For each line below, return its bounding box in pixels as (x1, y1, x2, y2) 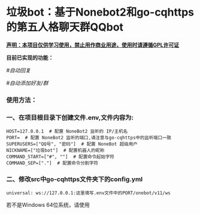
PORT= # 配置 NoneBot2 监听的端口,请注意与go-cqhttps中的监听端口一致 (6, 135, 172, 141)
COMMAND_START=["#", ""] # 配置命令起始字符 (6, 154, 115, 160)
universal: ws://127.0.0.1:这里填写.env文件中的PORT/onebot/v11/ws (6, 190, 171, 196)
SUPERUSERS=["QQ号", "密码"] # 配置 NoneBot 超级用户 (6, 141, 138, 147)
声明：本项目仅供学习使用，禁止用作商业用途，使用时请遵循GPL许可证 (6, 41, 180, 48)
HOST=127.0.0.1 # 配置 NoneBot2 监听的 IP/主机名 (6, 129, 128, 134)
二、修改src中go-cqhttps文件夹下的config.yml (6, 175, 143, 184)
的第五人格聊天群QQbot (6, 20, 124, 34)
